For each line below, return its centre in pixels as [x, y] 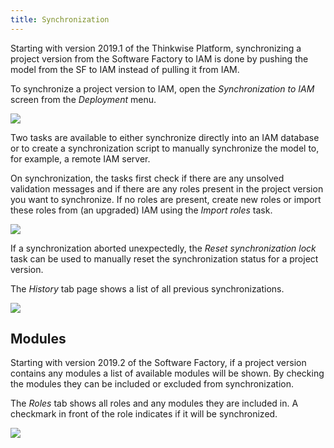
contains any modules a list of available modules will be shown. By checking [167, 373]
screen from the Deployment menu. [83, 99]
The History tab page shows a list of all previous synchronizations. [147, 288]
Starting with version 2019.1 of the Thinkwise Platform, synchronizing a [156, 48]
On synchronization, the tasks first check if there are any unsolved [147, 178]
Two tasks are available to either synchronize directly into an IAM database [165, 137]
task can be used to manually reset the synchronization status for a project [164, 258]
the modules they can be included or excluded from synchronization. [152, 384]
